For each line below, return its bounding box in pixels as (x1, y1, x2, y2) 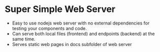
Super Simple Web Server (5, 3, 115, 15)
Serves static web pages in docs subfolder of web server (12, 41, 132, 47)
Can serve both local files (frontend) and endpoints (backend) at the (12, 30, 155, 36)
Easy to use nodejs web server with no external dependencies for (12, 20, 150, 26)
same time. (12, 36, 36, 42)
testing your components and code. (12, 25, 87, 31)
